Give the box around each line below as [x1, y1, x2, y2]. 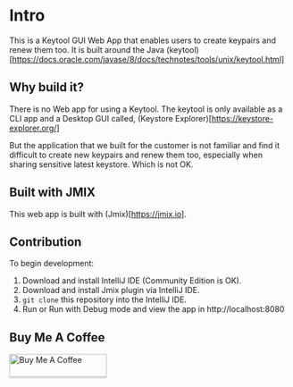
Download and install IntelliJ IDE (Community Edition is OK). [21, 275, 242, 286]
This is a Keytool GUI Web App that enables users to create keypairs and [9, 35, 277, 46]
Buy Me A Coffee [9, 330, 105, 345]
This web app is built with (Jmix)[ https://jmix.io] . [9, 208, 188, 219]
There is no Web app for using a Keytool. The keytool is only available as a [9, 104, 283, 114]
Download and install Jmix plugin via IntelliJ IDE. [21, 285, 200, 296]
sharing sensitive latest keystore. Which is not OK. [9, 158, 194, 170]
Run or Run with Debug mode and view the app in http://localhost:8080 [21, 304, 285, 315]
